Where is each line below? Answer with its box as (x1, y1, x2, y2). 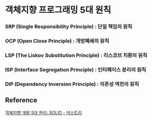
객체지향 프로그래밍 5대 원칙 (5, 4, 111, 16)
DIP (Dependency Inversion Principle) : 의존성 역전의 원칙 (5, 80, 139, 87)
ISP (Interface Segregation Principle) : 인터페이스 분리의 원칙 (5, 66, 147, 73)
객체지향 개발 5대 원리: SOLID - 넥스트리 (5, 110, 82, 116)
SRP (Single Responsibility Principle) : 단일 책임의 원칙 (5, 23, 132, 30)
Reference (5, 96, 38, 104)
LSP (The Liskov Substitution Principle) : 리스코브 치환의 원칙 (5, 52, 148, 59)
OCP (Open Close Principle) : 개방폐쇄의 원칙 (5, 38, 109, 45)
